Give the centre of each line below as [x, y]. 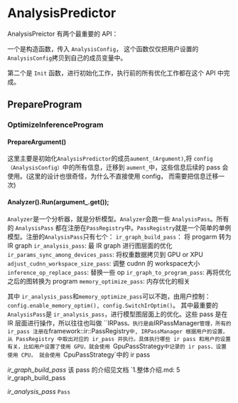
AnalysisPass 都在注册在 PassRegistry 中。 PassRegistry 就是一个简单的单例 [123, 227]
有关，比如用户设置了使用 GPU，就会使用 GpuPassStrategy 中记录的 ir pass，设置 [117, 346]
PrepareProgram [45, 105]
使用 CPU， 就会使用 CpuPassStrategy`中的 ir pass [79, 355]
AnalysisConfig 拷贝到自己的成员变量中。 [67, 58]
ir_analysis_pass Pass [39, 391]
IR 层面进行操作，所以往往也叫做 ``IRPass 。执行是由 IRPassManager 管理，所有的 [119, 323]
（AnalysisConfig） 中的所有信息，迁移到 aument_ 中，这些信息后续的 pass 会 [118, 167]
